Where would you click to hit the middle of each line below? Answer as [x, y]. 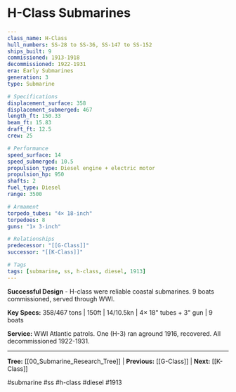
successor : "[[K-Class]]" [45, 252]
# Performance [28, 148]
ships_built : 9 [29, 51]
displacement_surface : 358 [47, 103]
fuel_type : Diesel [34, 188]
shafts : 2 [22, 181]
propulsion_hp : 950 [36, 175]
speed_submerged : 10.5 [40, 162]
